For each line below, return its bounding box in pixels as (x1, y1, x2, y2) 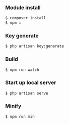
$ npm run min (5, 114, 35, 119)
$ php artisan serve (5, 91, 49, 96)
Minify (5, 103, 22, 110)
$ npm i (5, 20, 22, 25)
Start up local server (5, 79, 56, 86)
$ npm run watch (5, 67, 39, 72)
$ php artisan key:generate (5, 44, 64, 49)
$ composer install (5, 16, 46, 21)
